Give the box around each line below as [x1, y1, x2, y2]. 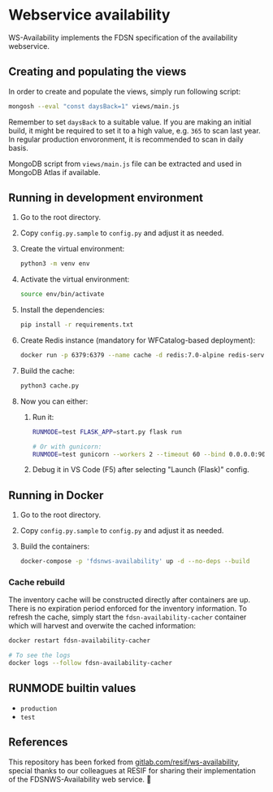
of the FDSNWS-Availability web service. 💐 [8, 774, 152, 784]
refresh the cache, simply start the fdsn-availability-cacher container [8, 612, 247, 622]
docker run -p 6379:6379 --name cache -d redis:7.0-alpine [19, 352, 225, 360]
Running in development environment [8, 191, 204, 205]
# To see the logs [8, 651, 71, 660]
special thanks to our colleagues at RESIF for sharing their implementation [8, 765, 256, 775]
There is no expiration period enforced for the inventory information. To [8, 604, 248, 614]
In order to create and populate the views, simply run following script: [8, 86, 241, 96]
